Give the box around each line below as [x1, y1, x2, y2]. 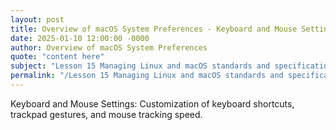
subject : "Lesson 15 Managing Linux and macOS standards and [10, 61, 271, 71]
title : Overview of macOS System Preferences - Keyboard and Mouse [10, 24, 298, 34]
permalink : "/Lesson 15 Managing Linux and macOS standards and [10, 71, 284, 81]
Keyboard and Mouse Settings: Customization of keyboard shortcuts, [10, 97, 295, 110]
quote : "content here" [10, 52, 105, 62]
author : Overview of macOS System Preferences [10, 42, 208, 53]
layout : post [10, 14, 65, 25]
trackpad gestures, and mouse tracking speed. [10, 108, 203, 120]
